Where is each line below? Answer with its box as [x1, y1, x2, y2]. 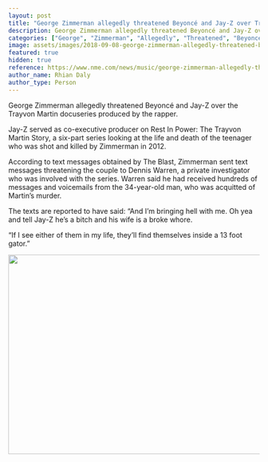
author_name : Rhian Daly [8, 71, 91, 79]
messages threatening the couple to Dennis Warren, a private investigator [8, 165, 250, 175]
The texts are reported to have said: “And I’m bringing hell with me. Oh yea [8, 206, 253, 215]
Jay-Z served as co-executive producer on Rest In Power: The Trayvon [8, 124, 242, 134]
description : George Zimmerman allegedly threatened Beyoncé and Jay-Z [8, 26, 251, 34]
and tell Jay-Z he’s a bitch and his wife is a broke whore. [8, 215, 193, 224]
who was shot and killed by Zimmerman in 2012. [8, 141, 167, 151]
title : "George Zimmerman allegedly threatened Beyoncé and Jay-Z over [8, 19, 251, 27]
